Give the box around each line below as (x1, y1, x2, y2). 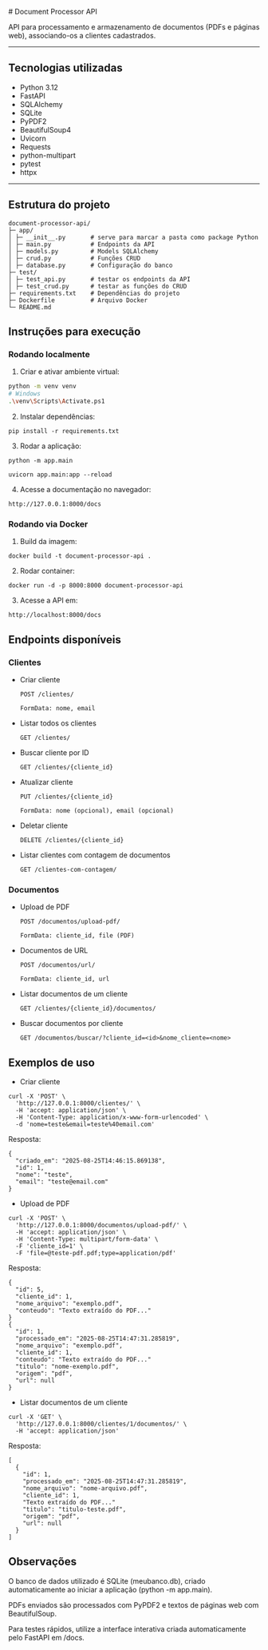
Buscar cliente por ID (19, 747, 89, 757)
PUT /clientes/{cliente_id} (19, 793, 113, 801)
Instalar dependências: (19, 412, 96, 421)
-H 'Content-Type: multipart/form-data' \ (15, 1235, 159, 1243)
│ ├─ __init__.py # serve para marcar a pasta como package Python (8, 233, 259, 241)
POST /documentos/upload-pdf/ (19, 918, 121, 926)
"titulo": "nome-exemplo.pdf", (15, 1362, 120, 1371)
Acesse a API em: (19, 595, 78, 606)
